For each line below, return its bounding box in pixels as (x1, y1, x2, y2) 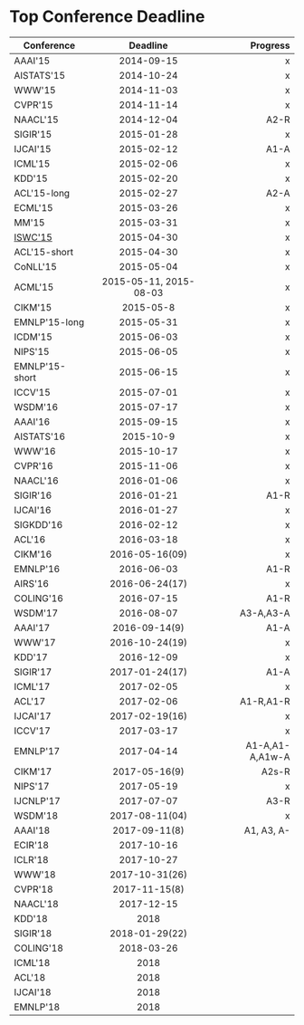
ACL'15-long (14, 187, 71, 199)
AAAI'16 (14, 415, 51, 427)
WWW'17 (14, 636, 56, 648)
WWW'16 (14, 445, 56, 457)
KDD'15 (14, 172, 48, 185)
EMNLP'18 (14, 1001, 61, 1013)
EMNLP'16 (14, 562, 61, 575)
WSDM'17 (14, 607, 59, 619)
